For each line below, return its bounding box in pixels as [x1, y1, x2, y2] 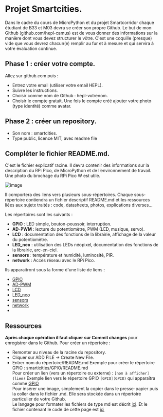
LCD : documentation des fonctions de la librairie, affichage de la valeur [12, 231, 156, 238]
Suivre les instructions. [12, 87, 58, 93]
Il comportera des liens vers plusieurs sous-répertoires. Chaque [5, 192, 133, 198]
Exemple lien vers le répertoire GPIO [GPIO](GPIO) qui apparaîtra [26, 375, 156, 381]
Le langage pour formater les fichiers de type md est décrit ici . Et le [12, 401, 147, 407]
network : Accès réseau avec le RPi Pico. [12, 258, 95, 263]
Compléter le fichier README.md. [5, 149, 110, 157]
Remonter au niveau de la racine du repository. [12, 350, 106, 355]
